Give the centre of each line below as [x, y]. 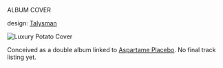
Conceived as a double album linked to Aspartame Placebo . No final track [111, 50]
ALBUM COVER [29, 10]
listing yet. [22, 57]
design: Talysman [32, 23]
